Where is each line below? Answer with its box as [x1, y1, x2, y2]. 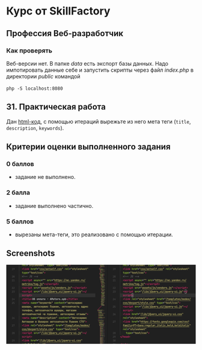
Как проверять [6, 46, 53, 55]
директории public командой [6, 72, 81, 80]
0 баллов [6, 160, 34, 168]
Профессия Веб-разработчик [6, 28, 124, 39]
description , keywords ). [6, 124, 64, 131]
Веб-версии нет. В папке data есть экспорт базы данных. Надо [6, 60, 169, 67]
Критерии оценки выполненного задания [6, 142, 171, 152]
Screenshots [6, 248, 55, 258]
